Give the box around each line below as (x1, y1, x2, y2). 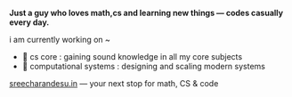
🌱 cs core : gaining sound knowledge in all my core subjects (21, 52, 243, 61)
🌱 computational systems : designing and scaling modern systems (21, 61, 265, 71)
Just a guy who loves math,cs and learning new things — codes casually (9, 8, 283, 18)
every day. (9, 17, 50, 28)
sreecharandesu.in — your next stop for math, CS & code (9, 78, 219, 88)
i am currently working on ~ (9, 35, 111, 44)
